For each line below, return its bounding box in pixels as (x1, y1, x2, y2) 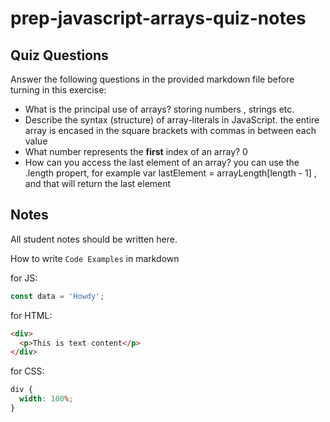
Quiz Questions (10, 47, 109, 64)
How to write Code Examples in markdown (10, 252, 180, 264)
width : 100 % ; (19, 394, 74, 404)
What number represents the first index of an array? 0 (24, 146, 248, 157)
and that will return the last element (24, 178, 172, 189)
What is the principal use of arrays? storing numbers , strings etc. (24, 103, 295, 115)
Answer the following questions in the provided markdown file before (10, 73, 295, 85)
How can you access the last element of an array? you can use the (24, 157, 300, 168)
